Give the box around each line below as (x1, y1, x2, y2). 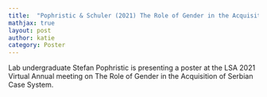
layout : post (8, 26, 52, 34)
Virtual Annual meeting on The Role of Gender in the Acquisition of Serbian (8, 72, 253, 81)
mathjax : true (8, 19, 56, 27)
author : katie (8, 33, 56, 42)
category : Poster (8, 41, 66, 49)
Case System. (8, 80, 54, 90)
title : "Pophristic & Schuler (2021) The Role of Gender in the (8, 11, 229, 20)
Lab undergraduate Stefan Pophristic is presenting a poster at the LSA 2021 (8, 63, 256, 72)
